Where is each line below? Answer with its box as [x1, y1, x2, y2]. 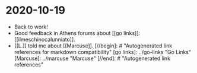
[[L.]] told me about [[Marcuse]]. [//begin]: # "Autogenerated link [14, 42, 173, 49]
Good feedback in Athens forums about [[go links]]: [14, 29, 141, 36]
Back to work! [14, 23, 49, 30]
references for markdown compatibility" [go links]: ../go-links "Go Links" [14, 48, 191, 55]
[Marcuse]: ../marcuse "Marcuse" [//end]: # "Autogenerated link [14, 55, 170, 62]
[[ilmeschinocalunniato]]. [14, 36, 75, 43]
